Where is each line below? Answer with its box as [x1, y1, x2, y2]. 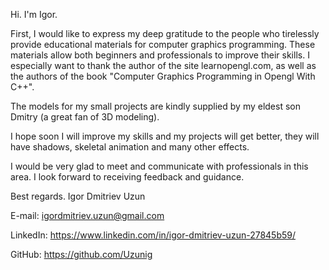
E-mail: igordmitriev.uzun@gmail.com [10, 210, 165, 221]
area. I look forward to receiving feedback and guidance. [10, 171, 245, 183]
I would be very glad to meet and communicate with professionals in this [10, 160, 309, 172]
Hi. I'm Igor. [10, 9, 58, 20]
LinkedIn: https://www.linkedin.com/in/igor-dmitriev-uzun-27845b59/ [10, 229, 297, 241]
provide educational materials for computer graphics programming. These [10, 39, 316, 50]
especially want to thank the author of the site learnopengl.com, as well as [10, 60, 317, 71]
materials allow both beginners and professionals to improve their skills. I [10, 49, 310, 61]
